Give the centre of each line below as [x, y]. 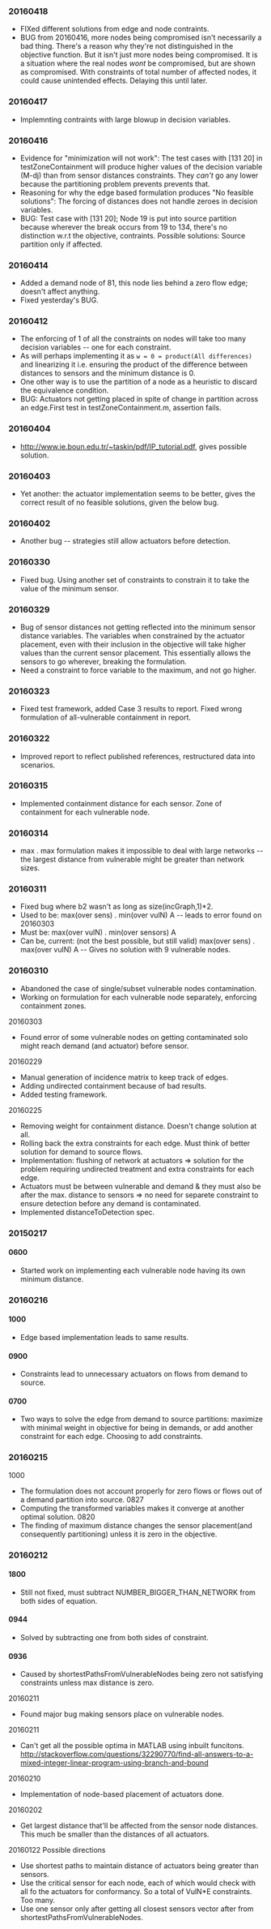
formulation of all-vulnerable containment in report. [106, 717]
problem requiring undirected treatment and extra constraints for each [137, 1169]
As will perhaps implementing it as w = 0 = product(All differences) [136, 356]
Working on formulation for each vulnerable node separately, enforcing [138, 997]
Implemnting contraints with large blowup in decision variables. [125, 119]
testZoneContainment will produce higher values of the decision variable [141, 166]
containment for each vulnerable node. [85, 812]
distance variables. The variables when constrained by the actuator [132, 635]
